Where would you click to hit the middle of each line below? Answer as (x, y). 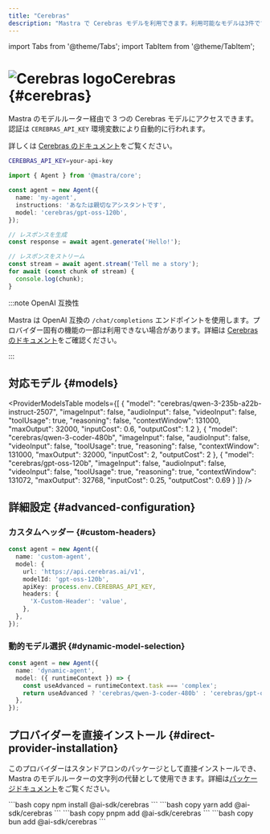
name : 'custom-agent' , (53, 557)
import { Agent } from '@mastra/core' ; (75, 176)
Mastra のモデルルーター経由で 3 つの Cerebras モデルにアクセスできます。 (133, 119)
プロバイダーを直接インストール (87, 735)
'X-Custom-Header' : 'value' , (78, 602)
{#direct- (192, 735)
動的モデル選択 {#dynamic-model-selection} (97, 646)
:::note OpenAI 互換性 (44, 303)
